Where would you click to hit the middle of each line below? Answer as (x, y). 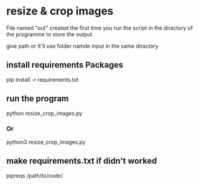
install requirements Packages (65, 65)
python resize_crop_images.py (44, 113)
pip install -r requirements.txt (42, 79)
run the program (38, 99)
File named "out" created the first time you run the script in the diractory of (100, 28)
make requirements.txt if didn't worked (82, 161)
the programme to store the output (49, 34)
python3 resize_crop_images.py (46, 142)
